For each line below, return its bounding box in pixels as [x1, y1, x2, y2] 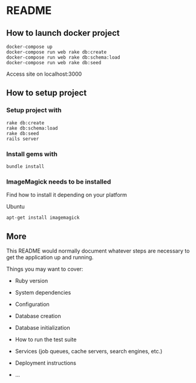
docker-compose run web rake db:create [6, 49, 107, 55]
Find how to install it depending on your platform [6, 191, 127, 199]
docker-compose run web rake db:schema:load [6, 55, 120, 61]
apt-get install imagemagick [6, 215, 80, 221]
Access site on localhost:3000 [6, 70, 82, 78]
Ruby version [15, 277, 48, 285]
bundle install [6, 163, 45, 170]
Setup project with [6, 106, 62, 115]
